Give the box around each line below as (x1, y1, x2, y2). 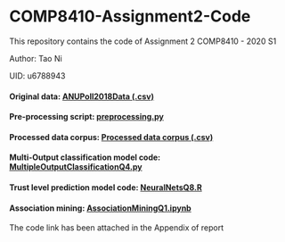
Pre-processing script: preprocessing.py (9, 112, 165, 122)
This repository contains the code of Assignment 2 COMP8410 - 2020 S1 (9, 36, 277, 46)
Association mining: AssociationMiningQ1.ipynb (9, 203, 191, 213)
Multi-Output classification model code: (9, 152, 161, 163)
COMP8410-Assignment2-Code (9, 6, 251, 27)
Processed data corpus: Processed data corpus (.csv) (9, 131, 214, 142)
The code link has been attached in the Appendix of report (9, 222, 224, 233)
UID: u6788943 (9, 70, 66, 81)
